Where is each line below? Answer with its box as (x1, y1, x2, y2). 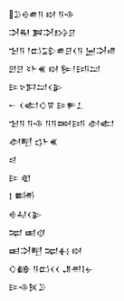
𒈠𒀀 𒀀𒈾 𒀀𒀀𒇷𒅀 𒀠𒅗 (8, 118, 115, 128)
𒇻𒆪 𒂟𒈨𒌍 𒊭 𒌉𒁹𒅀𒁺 (8, 64, 101, 74)
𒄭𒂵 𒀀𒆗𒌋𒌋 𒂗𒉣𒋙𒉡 (8, 264, 94, 274)
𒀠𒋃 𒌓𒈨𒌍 (8, 136, 58, 146)
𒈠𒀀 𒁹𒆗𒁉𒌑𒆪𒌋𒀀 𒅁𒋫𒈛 (8, 45, 116, 55)
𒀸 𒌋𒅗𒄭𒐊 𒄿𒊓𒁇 (8, 100, 85, 110)
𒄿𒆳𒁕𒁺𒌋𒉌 (8, 82, 64, 92)
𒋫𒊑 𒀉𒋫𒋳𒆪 (8, 27, 76, 37)
